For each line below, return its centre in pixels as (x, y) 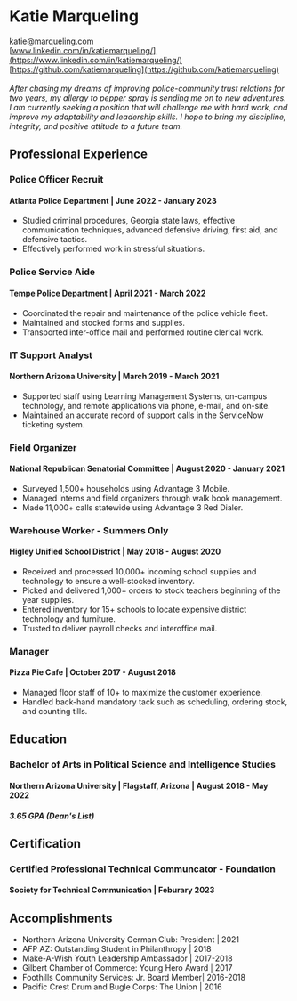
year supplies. (48, 599)
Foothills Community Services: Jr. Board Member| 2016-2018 (134, 978)
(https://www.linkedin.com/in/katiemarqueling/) (96, 60)
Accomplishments (61, 918)
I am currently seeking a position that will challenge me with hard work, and (148, 107)
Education (38, 740)
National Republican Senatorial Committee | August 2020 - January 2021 (147, 468)
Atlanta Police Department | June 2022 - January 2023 (113, 200)
